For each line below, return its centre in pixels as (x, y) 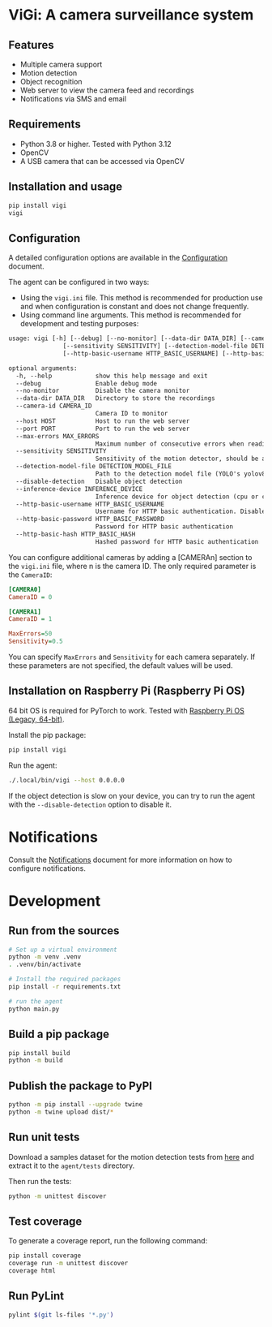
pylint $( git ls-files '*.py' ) (61, 1315)
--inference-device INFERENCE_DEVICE (79, 489)
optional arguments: (43, 368)
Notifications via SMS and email (73, 99)
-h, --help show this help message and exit (112, 376)
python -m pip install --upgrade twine (76, 1105)
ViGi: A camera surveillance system (131, 15)
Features (31, 45)
